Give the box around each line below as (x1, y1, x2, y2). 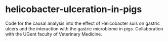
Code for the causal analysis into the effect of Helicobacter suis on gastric (5, 20, 160, 26)
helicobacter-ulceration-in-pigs (5, 4, 142, 15)
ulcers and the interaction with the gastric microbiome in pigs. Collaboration (5, 25, 163, 31)
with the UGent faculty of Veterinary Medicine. (5, 31, 102, 37)
